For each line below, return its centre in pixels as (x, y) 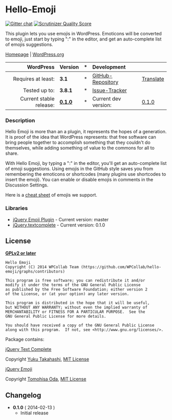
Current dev (106, 98)
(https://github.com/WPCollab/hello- (121, 267)
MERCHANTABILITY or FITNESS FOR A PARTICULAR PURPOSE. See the (75, 312)
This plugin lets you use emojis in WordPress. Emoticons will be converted (84, 33)
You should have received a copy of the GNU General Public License (80, 325)
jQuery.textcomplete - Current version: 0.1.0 (59, 225)
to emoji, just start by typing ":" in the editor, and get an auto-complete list (83, 39)
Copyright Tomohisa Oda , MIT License (46, 379)
